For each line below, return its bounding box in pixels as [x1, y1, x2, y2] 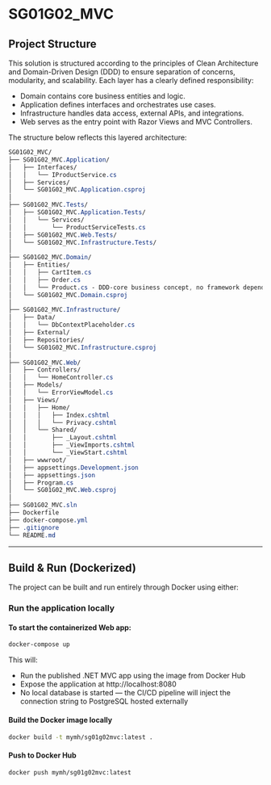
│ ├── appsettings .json [8, 471, 95, 479]
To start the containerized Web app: [8, 623, 131, 632]
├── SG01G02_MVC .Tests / [8, 201, 89, 209]
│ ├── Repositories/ [8, 336, 85, 344]
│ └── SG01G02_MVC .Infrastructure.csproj [8, 343, 157, 351]
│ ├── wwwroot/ [8, 455, 67, 464]
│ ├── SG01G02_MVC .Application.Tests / [8, 208, 147, 216]
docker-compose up [8, 640, 70, 649]
